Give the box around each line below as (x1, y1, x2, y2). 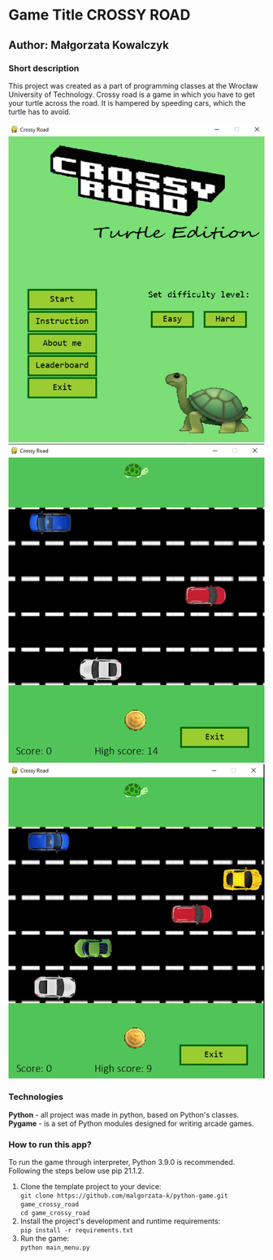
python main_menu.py (19, 1243, 90, 1252)
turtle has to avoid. (8, 107, 71, 116)
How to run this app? (8, 1139, 92, 1150)
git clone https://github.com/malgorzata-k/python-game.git (19, 1192, 228, 1200)
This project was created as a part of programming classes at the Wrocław (8, 81, 258, 90)
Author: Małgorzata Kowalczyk (8, 38, 169, 52)
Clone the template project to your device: (19, 1181, 162, 1191)
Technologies (8, 1092, 63, 1103)
